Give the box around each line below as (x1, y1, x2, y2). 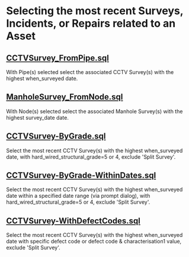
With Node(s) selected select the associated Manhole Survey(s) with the (6, 108, 183, 115)
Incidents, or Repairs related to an (6, 17, 176, 30)
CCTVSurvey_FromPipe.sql (6, 53, 110, 63)
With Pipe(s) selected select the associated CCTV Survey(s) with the (6, 69, 174, 75)
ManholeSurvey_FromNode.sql (6, 92, 123, 102)
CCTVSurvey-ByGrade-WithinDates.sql (6, 171, 156, 181)
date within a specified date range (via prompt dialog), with (6, 192, 150, 200)
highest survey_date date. (6, 114, 69, 121)
